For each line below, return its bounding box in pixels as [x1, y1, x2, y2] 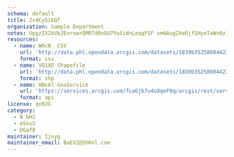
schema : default [7, 10, 54, 17]
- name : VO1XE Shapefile [13, 62, 86, 69]
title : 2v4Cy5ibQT [7, 17, 61, 24]
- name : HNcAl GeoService [13, 81, 89, 88]
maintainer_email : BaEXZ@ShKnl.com [7, 140, 111, 147]
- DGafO [13, 126, 36, 133]
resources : [7, 36, 39, 43]
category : [7, 107, 36, 114]
